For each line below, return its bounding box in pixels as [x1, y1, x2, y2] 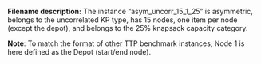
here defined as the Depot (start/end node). [7, 47, 152, 56]
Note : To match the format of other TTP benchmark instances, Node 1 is [7, 39, 245, 48]
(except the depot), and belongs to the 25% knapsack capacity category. [7, 24, 248, 32]
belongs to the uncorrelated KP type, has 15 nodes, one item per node [7, 15, 238, 24]
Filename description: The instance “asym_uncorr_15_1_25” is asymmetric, [7, 7, 253, 16]
